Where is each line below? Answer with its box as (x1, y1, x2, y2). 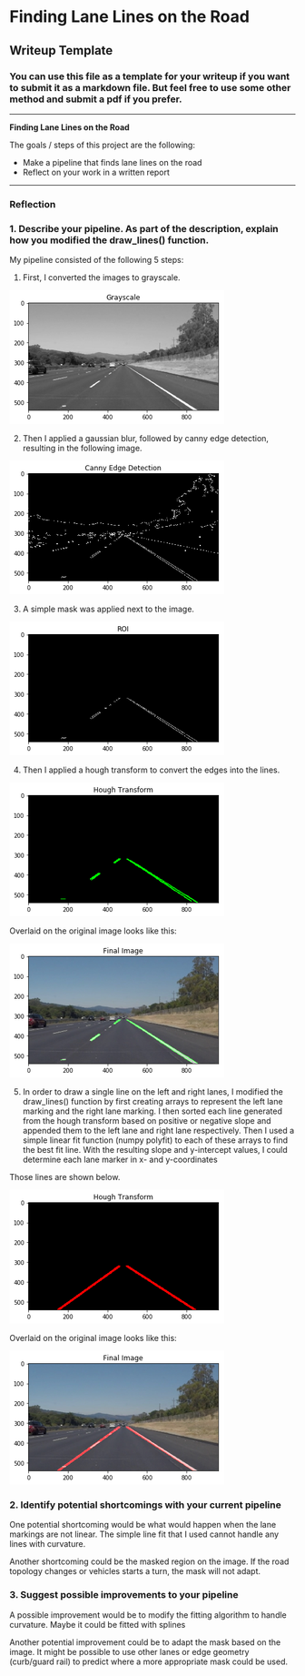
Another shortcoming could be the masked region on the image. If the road (9, 1556, 290, 1567)
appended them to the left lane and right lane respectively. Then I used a (22, 1126, 295, 1136)
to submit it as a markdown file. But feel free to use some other (9, 81, 291, 94)
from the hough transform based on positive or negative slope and (22, 1116, 271, 1126)
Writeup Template (9, 43, 113, 58)
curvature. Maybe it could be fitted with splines (9, 1619, 186, 1630)
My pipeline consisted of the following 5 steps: (9, 255, 184, 266)
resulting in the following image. (22, 443, 143, 454)
